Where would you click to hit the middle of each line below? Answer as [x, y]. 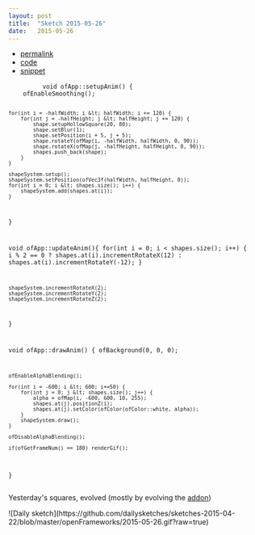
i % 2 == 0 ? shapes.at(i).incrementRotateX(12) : [95, 255]
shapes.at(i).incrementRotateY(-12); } [75, 262]
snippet [33, 71]
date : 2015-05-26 [41, 31]
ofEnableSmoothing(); [59, 94]
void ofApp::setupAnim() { [88, 87]
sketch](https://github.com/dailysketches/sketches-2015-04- [133, 513]
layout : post [30, 16]
